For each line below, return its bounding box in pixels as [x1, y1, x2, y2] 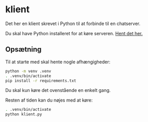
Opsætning [5, 45, 42, 54]
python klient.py [5, 112, 42, 117]
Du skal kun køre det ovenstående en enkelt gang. [5, 87, 111, 93]
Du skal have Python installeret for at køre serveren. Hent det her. [5, 30, 143, 36]
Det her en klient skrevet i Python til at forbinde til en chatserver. [5, 20, 141, 27]
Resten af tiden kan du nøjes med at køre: [5, 97, 93, 103]
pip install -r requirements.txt [5, 78, 77, 83]
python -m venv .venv [5, 68, 52, 74]
